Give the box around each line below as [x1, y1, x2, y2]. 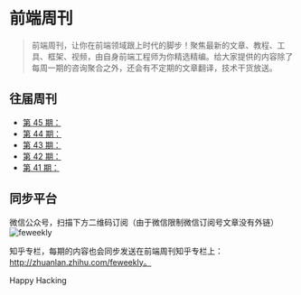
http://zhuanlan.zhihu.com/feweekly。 [9, 256, 152, 267]
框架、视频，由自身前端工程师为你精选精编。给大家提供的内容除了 [47, 51, 294, 61]
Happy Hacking [9, 274, 68, 285]
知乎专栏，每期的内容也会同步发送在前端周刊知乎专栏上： [9, 245, 223, 256]
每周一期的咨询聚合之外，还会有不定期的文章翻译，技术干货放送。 [31, 62, 277, 73]
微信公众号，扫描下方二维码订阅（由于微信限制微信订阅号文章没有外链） [9, 217, 278, 227]
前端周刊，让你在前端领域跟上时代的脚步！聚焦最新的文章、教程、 [31, 40, 277, 51]
